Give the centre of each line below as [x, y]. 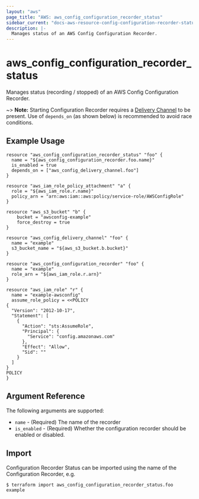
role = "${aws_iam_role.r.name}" [53, 191]
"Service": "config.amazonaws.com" [71, 336]
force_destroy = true [43, 222]
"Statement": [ [30, 316]
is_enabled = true [34, 165]
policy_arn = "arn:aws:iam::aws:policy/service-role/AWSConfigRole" [98, 196]
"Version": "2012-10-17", [44, 310]
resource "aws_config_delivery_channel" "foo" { [67, 238]
